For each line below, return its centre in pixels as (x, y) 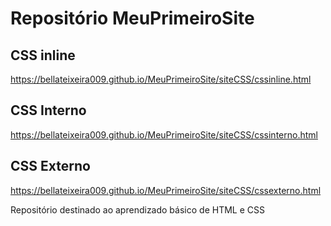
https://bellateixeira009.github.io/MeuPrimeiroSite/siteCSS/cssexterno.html (166, 190)
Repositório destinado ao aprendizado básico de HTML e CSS (137, 209)
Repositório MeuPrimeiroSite (132, 18)
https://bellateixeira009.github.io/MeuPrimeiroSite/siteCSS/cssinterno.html (164, 134)
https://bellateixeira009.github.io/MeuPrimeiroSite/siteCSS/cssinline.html (161, 79)
